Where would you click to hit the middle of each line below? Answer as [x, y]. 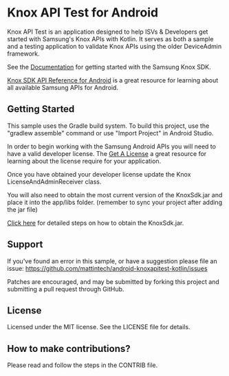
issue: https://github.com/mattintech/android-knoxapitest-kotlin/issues [107, 268]
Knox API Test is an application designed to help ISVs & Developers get [108, 32]
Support [25, 244]
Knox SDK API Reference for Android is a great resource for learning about [113, 80]
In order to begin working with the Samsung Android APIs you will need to [112, 146]
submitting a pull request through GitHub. [66, 289]
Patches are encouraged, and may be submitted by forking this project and [113, 281]
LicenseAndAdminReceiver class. [54, 181]
